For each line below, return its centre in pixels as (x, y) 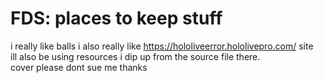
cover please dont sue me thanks (79, 67)
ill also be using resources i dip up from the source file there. (135, 56)
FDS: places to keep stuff (116, 18)
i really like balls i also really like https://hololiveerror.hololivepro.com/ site (162, 46)
